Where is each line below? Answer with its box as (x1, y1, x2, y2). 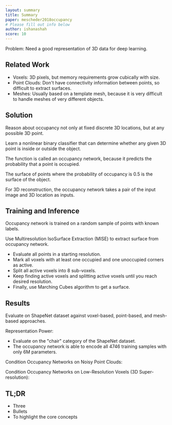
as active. (12, 262, 33, 268)
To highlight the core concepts (12, 414, 78, 420)
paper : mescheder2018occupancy (5, 17, 72, 22)
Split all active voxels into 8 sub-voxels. (12, 268, 97, 274)
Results (5, 299, 30, 308)
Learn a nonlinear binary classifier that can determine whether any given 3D (5, 140, 166, 146)
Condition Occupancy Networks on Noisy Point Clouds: (5, 359, 123, 365)
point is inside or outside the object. (5, 145, 81, 152)
